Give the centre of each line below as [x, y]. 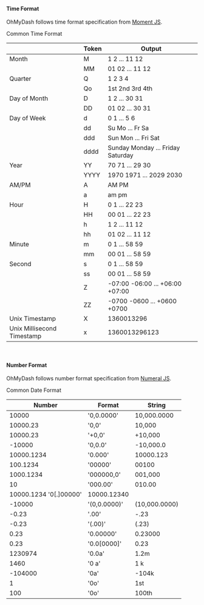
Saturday [121, 156]
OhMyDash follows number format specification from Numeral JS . [89, 378]
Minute [19, 244]
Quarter [20, 79]
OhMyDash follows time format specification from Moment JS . [84, 22]
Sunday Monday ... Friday [144, 148]
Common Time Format [34, 34]
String [157, 405]
